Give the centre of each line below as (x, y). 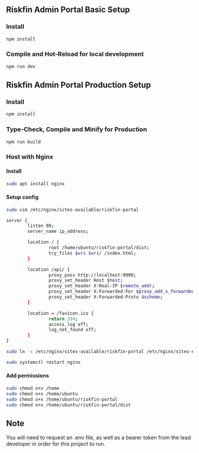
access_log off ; (68, 324)
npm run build (24, 142)
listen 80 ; (41, 226)
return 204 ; (63, 319)
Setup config (23, 197)
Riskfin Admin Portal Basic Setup (68, 10)
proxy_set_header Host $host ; (86, 281)
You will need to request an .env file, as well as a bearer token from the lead (99, 438)
